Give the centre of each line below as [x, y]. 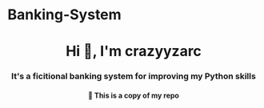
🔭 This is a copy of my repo [134, 95]
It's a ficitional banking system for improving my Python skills [134, 76]
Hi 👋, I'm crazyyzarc [134, 52]
